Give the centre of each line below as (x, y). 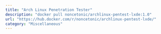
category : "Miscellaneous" (34, 24)
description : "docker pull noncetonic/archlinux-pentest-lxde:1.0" (79, 14)
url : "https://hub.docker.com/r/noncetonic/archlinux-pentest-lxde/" (81, 19)
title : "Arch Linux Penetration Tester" (49, 10)
